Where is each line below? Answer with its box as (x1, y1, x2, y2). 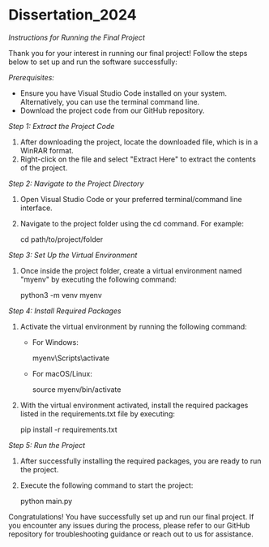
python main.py (19, 496, 73, 506)
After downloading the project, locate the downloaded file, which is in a (19, 136, 258, 147)
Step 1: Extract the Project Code (8, 121, 115, 131)
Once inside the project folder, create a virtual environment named (19, 265, 242, 275)
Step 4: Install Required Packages (8, 306, 122, 316)
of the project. (19, 162, 68, 172)
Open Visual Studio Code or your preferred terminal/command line (19, 194, 242, 204)
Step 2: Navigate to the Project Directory (8, 179, 144, 188)
